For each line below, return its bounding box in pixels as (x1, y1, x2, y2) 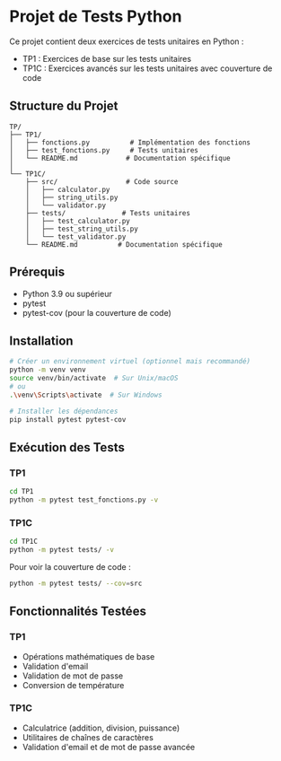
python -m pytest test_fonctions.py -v (9, 495, 159, 504)
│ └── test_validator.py (25, 232, 127, 241)
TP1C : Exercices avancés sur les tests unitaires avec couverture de (22, 63, 273, 74)
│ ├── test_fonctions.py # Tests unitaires (9, 145, 199, 154)
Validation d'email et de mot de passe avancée (22, 741, 196, 752)
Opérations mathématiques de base (22, 651, 155, 661)
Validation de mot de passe (22, 670, 124, 681)
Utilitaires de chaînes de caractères (22, 731, 154, 742)
